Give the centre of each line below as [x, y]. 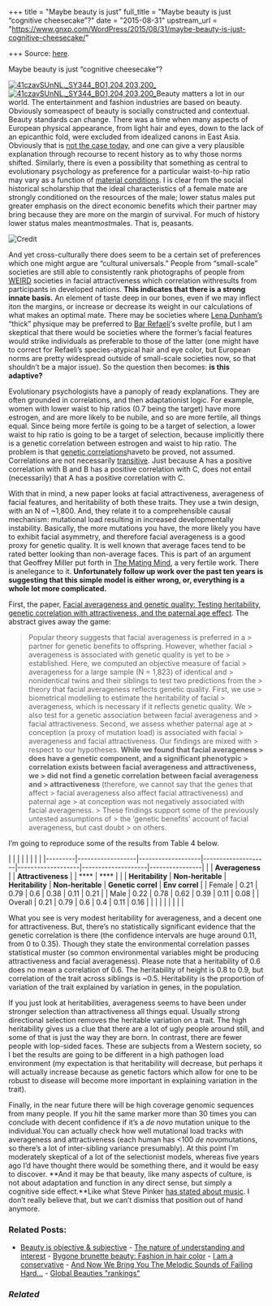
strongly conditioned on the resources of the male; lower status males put [132, 197]
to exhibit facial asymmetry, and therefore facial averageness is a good [127, 537]
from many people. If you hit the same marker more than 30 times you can [133, 1114]
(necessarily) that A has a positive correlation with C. [97, 478]
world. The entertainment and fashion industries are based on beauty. [125, 102]
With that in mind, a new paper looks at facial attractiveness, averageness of [136, 494]
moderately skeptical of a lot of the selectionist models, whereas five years [134, 1157]
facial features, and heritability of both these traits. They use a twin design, [134, 502]
